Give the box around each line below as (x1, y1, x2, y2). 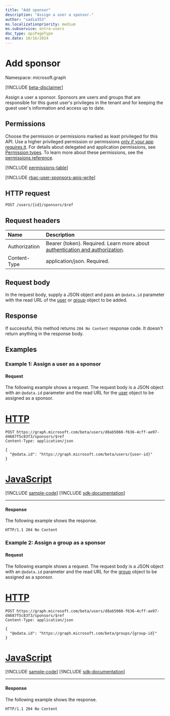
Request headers (5, 216, 61, 225)
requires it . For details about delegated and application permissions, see (5, 144, 156, 150)
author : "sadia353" (5, 17, 47, 22)
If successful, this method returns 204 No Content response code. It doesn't (5, 325, 163, 331)
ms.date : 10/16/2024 (5, 36, 49, 41)
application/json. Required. (46, 257, 110, 265)
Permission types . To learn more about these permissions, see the (5, 149, 143, 155)
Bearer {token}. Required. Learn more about (46, 240, 150, 247)
